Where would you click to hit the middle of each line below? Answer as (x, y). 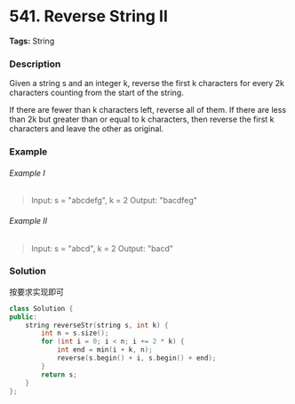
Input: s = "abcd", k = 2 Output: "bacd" (102, 248)
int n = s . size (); (75, 333)
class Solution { (41, 308)
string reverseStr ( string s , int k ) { (97, 325)
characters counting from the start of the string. (96, 93)
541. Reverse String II (89, 16)
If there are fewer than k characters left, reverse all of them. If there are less (148, 110)
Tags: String (32, 41)
